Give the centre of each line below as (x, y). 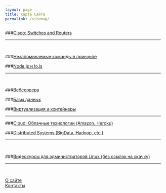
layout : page (19, 10)
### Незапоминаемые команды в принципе (51, 57)
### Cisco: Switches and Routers (39, 33)
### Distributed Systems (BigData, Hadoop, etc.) (54, 133)
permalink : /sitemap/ (27, 19)
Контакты (15, 186)
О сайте (14, 180)
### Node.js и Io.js (24, 66)
